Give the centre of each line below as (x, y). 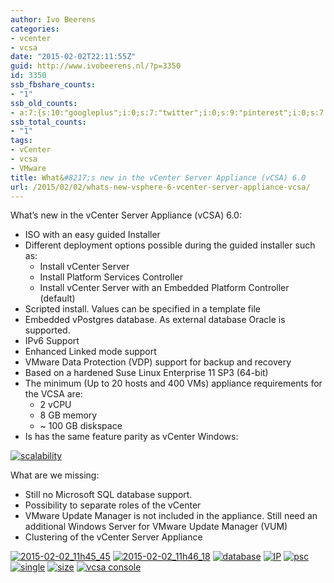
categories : (35, 29)
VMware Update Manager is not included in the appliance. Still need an (171, 516)
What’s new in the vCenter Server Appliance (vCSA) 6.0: (126, 215)
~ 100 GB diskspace (81, 426)
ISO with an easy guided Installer (92, 235)
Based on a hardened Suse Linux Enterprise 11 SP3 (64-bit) (146, 373)
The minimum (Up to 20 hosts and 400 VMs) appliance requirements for (173, 383)
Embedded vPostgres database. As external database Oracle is (155, 320)
